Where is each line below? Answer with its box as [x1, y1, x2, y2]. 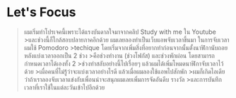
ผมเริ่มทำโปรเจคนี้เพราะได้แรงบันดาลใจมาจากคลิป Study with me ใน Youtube [23, 27, 217, 36]
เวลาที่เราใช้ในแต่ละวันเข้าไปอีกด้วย [23, 82, 105, 92]
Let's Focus [6, 4, 76, 20]
